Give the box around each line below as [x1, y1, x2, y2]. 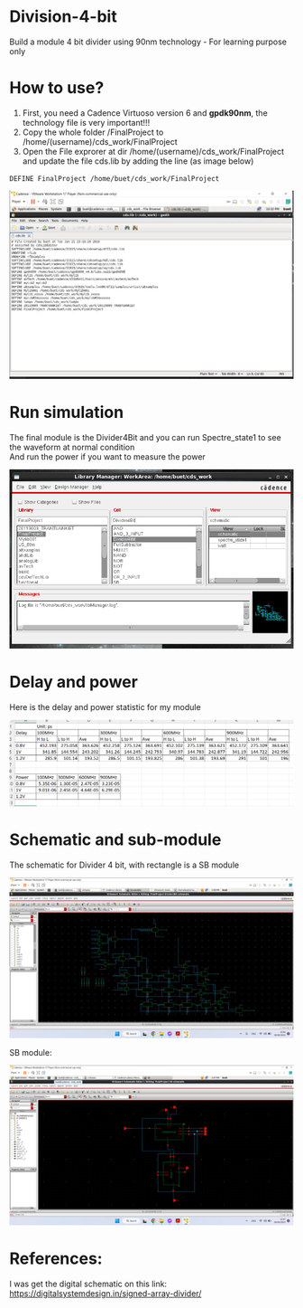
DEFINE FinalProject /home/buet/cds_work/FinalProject [9, 174, 220, 183]
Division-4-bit [9, 6, 117, 27]
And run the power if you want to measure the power [9, 451, 206, 462]
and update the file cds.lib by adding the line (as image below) [22, 156, 254, 166]
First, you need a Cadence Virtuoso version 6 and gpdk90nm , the [22, 107, 268, 118]
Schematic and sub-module [9, 829, 222, 850]
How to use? [9, 78, 105, 99]
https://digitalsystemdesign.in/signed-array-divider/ [9, 1287, 202, 1299]
